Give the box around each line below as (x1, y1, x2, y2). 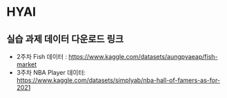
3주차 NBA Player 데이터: (16, 69, 86, 76)
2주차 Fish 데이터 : (16, 53, 67, 60)
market (16, 60, 37, 69)
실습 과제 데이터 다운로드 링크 (6, 33, 124, 45)
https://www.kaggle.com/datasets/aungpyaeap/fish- (68, 53, 218, 60)
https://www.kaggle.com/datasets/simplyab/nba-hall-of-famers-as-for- (16, 76, 221, 84)
